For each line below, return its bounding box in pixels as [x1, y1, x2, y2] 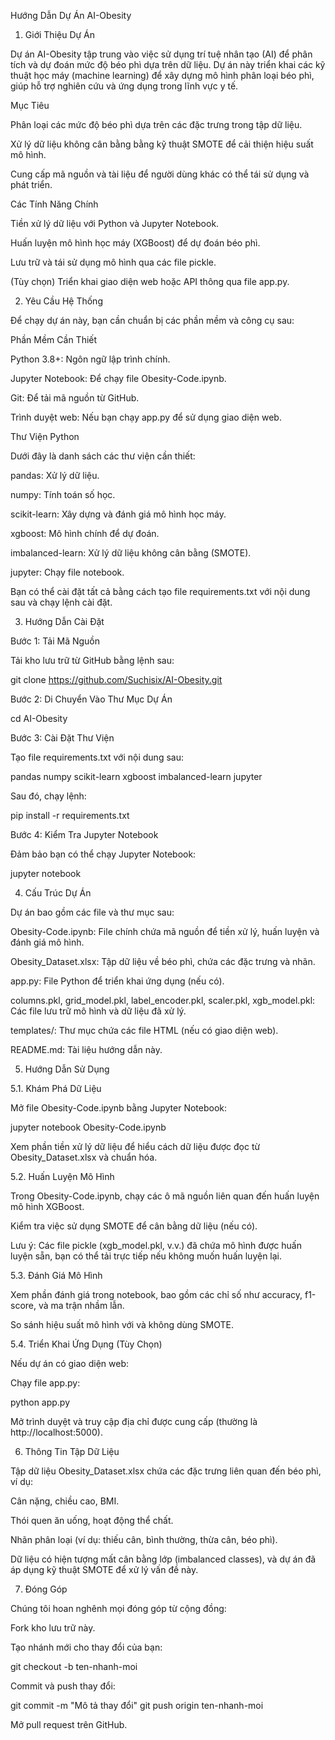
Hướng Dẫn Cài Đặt [24, 616, 105, 627]
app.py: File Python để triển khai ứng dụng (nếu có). [10, 975, 225, 987]
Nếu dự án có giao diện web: [10, 1358, 129, 1369]
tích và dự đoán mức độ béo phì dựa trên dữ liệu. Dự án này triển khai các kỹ [10, 59, 326, 70]
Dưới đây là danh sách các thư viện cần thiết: [10, 450, 196, 462]
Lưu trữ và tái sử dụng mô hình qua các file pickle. [10, 256, 217, 268]
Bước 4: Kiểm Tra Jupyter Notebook [10, 829, 159, 840]
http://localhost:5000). [10, 1426, 103, 1438]
